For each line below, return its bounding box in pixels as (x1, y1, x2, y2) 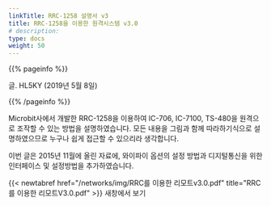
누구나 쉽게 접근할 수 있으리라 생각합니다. (49, 134, 180, 144)
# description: (8, 27, 60, 35)
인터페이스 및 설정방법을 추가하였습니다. (8, 161, 134, 170)
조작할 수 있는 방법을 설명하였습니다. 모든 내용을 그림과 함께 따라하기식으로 (16, 124, 252, 133)
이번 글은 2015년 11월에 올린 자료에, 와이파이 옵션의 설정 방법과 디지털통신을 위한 (8, 151, 263, 161)
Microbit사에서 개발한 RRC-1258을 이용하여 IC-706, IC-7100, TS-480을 (8, 114, 239, 124)
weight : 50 (8, 42, 45, 50)
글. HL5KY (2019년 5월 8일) (8, 81, 98, 90)
